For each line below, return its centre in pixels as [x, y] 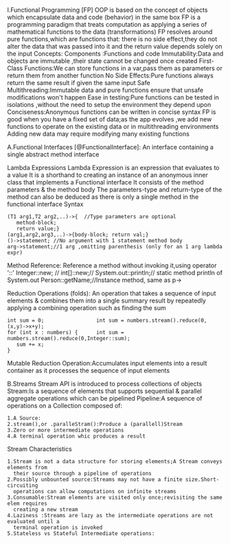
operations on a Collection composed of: [65, 405]
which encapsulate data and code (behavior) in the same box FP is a [104, 17]
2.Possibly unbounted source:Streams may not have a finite [95, 480]
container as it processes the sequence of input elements [89, 370]
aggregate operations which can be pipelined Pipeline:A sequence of [105, 398]
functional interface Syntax [45, 204]
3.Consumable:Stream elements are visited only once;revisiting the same [115, 497]
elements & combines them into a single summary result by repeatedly [106, 300]
